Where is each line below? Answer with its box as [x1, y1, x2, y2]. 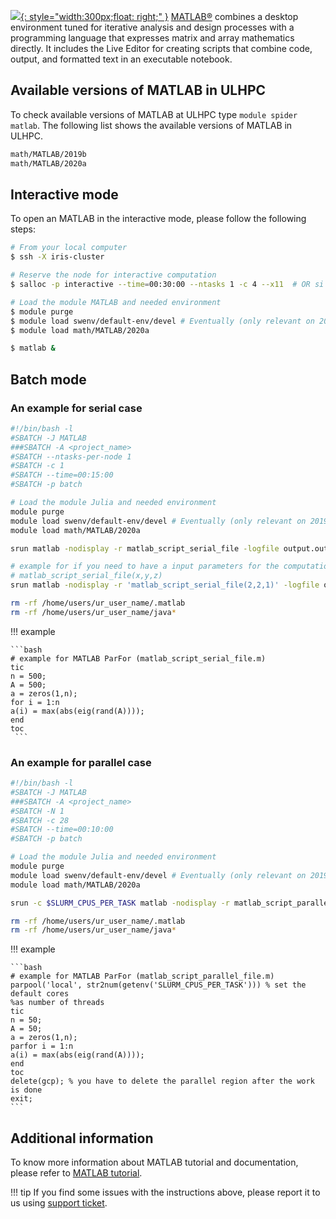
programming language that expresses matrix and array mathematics [10, 32, 295, 44]
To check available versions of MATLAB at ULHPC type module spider [10, 108, 298, 120]
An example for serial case [10, 401, 143, 415]
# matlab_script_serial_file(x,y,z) [10, 571, 163, 581]
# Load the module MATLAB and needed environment [10, 297, 222, 307]
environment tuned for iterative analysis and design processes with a [10, 21, 295, 33]
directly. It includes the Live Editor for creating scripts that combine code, [10, 43, 313, 54]
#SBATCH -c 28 [10, 815, 70, 825]
